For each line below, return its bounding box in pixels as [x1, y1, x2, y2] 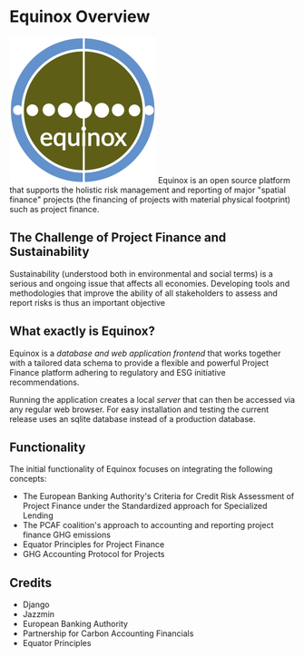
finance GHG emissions [22, 529, 112, 541]
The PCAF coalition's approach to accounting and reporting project [22, 520, 274, 531]
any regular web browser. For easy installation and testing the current [9, 404, 270, 415]
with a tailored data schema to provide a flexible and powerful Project [9, 357, 270, 368]
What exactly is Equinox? [9, 324, 156, 339]
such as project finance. [9, 203, 100, 214]
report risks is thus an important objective [9, 297, 166, 308]
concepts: [9, 474, 47, 485]
